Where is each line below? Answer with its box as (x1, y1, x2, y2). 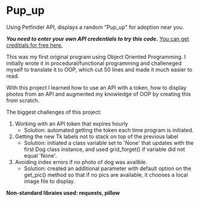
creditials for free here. (6, 41, 63, 49)
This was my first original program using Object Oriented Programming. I (6, 53, 186, 60)
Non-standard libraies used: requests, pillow (6, 189, 120, 196)
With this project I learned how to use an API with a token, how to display (6, 84, 187, 91)
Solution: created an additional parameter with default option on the (23, 165, 192, 172)
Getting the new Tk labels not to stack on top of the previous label (14, 133, 178, 140)
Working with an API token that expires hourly (14, 120, 129, 127)
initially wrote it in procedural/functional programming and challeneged (6, 60, 182, 67)
